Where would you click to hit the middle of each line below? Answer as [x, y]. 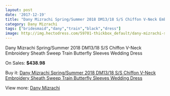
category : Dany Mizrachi [31, 24]
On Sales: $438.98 [25, 63]
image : [12, 33]
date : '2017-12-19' [26, 15]
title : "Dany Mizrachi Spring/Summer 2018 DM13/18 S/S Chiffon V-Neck [81, 19]
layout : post [19, 10]
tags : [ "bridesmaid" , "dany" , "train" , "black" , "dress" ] [63, 29]
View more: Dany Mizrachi [33, 88]
